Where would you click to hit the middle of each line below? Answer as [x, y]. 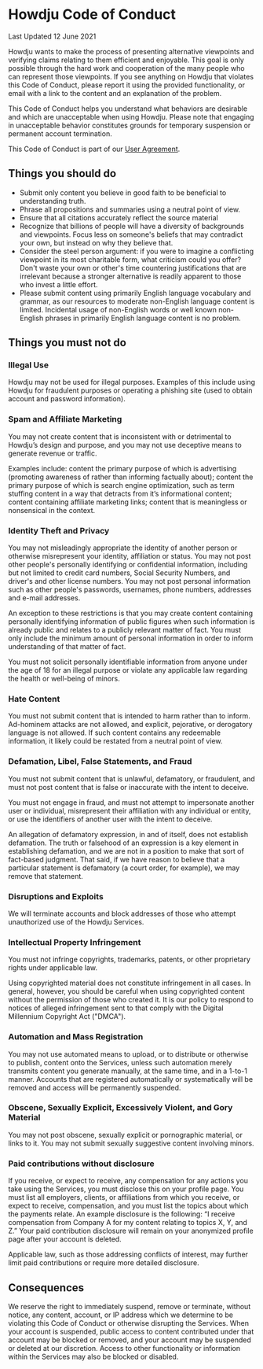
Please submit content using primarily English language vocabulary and [135, 293]
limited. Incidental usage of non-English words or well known [118, 309]
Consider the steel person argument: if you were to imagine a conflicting [136, 251]
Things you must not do [68, 343]
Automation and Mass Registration [76, 1037]
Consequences [46, 1288]
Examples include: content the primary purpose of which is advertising [122, 468]
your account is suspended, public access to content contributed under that [131, 1331]
